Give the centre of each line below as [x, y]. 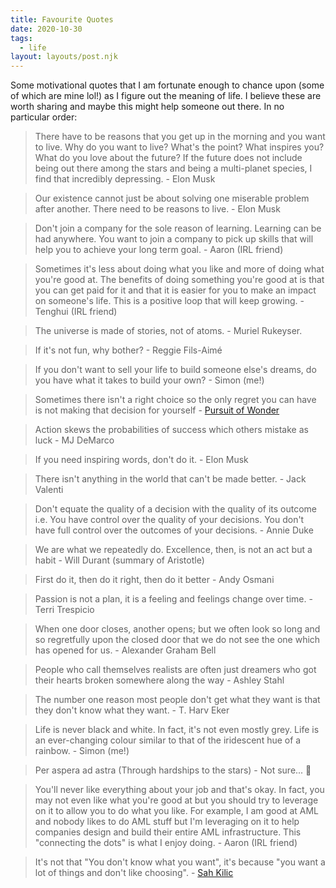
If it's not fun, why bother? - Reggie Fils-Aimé [128, 350]
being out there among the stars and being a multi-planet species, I [173, 168]
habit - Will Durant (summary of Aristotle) [119, 560]
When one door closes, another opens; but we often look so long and [177, 629]
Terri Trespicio [64, 610]
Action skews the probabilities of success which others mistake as [171, 430]
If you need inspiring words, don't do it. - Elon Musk [141, 460]
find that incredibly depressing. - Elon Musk [125, 179]
